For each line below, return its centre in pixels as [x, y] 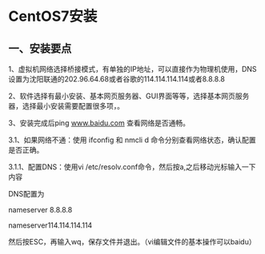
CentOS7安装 [53, 16]
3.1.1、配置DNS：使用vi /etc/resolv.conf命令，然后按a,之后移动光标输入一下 [132, 167]
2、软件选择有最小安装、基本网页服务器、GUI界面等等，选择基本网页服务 [129, 96]
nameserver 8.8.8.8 [40, 210]
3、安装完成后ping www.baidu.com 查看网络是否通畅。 [99, 123]
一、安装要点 [40, 48]
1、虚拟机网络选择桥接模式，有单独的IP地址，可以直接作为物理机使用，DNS [133, 69]
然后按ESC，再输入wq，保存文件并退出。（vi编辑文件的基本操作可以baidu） [132, 242]
